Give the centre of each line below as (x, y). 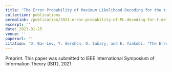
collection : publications (33, 15)
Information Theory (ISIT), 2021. (39, 64)
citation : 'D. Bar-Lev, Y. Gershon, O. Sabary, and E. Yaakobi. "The (81, 44)
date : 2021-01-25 (24, 29)
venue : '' (16, 34)
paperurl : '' (19, 39)
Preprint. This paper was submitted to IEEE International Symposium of (80, 58)
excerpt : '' (18, 24)
